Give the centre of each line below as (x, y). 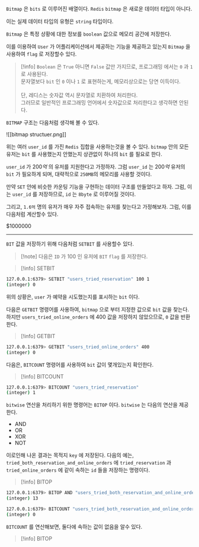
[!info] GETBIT (38, 336)
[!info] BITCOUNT (42, 376)
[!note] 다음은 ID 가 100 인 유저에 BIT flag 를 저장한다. (84, 256)
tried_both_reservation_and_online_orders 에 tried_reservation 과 (89, 463)
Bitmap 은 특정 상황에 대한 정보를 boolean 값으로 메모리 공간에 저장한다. (89, 34)
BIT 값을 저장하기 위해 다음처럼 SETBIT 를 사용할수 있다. (70, 244)
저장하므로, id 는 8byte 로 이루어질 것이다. (87, 194)
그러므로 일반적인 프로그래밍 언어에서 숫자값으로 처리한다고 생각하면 (99, 102)
